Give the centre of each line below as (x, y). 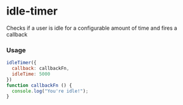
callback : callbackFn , (41, 69)
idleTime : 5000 (31, 74)
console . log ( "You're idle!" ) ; (50, 91)
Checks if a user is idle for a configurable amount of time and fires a (92, 28)
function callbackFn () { (39, 85)
